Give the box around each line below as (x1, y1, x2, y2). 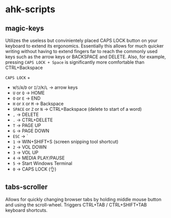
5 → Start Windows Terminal (12, 160, 72, 166)
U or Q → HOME (12, 90, 45, 95)
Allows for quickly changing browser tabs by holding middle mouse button (5, 196, 162, 202)
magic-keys (5, 24, 44, 33)
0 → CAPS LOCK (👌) (12, 166, 57, 172)
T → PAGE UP (12, 123, 41, 128)
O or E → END (12, 95, 41, 101)
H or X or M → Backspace (12, 101, 64, 107)
